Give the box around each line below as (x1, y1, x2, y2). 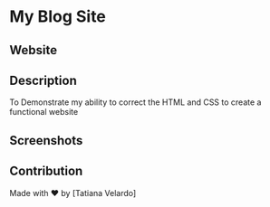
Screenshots (9, 133, 83, 148)
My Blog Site (9, 6, 107, 27)
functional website (9, 107, 79, 118)
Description (9, 72, 77, 88)
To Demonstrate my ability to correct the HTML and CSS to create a (9, 97, 262, 108)
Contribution (9, 164, 83, 179)
